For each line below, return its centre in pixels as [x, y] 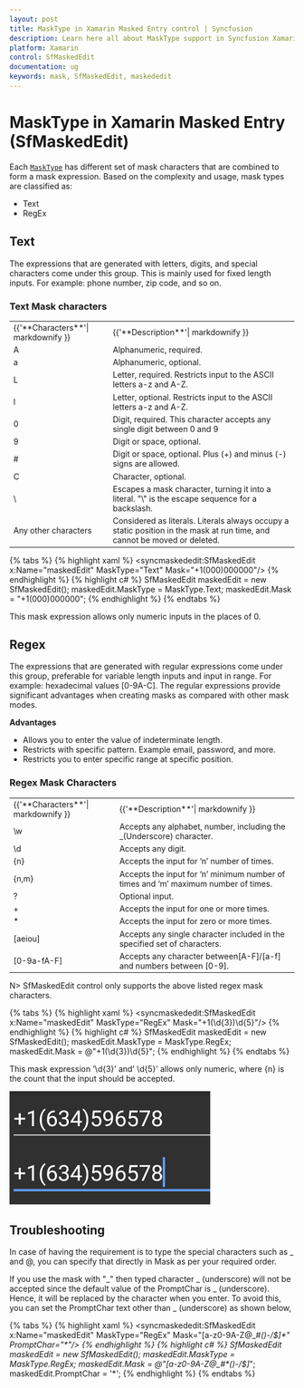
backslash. [133, 508]
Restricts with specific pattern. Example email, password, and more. [149, 750]
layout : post [34, 19]
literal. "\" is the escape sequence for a [185, 498]
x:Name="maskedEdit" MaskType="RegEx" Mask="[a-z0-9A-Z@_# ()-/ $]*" [150, 1335]
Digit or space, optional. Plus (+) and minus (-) [199, 454]
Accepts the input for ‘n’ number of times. [196, 862]
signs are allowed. [146, 464]
